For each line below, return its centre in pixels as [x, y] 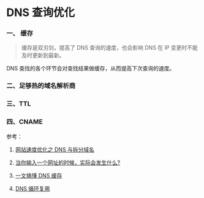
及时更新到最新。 [43, 55]
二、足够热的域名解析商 [41, 86]
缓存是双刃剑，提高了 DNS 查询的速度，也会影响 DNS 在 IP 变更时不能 [109, 48]
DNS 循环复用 [32, 188]
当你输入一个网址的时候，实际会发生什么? [68, 162]
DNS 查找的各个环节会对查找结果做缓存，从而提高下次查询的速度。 [91, 69]
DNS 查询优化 [41, 13]
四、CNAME [25, 122]
